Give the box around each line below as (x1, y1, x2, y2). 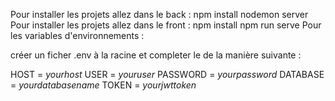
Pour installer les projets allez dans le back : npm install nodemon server (10, 9, 309, 20)
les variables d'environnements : (10, 30, 145, 41)
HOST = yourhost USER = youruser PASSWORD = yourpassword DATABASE (10, 69, 325, 80)
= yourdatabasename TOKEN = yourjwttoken (10, 79, 197, 91)
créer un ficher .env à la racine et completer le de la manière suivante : (10, 49, 302, 61)
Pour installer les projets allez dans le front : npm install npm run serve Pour (10, 19, 322, 31)
